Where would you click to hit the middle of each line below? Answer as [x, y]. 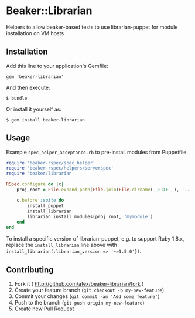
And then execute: [28, 87]
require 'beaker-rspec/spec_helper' [51, 163]
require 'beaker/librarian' [40, 174]
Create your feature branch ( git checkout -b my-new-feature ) [89, 290]
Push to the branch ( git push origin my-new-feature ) [79, 302]
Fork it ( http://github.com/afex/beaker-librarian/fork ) [79, 284]
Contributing [30, 270]
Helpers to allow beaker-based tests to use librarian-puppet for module [92, 27]
